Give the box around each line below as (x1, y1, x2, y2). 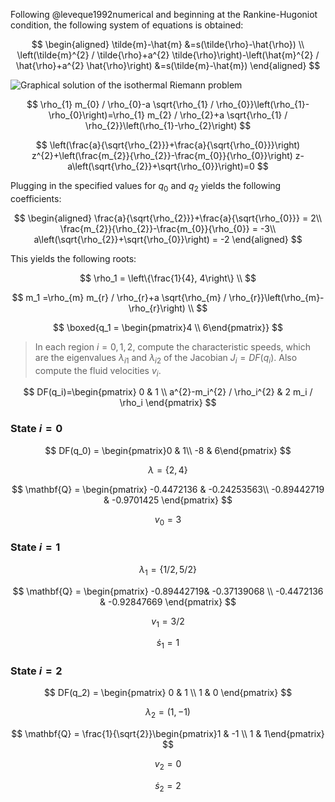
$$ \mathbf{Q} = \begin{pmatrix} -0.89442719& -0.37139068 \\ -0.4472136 (12, 585, 324, 597)
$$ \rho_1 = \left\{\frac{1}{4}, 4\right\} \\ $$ (79, 272, 257, 284)
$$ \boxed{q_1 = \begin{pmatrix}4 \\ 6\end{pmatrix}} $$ (52, 321, 283, 333)
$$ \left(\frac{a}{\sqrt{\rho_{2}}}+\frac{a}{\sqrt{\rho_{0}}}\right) (35, 139, 301, 151)
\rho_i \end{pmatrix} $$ (119, 397, 217, 409)
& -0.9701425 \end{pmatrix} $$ (103, 494, 233, 506)
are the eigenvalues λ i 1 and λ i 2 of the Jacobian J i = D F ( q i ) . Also (34, 351, 298, 366)
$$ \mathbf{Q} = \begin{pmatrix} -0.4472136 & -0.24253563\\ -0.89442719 (11, 483, 325, 495)
